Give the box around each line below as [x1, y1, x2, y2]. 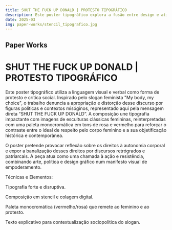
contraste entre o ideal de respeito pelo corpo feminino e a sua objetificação [5, 127, 167, 133]
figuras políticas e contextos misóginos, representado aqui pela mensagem [5, 105, 164, 111]
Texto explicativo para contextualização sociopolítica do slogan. [5, 219, 141, 225]
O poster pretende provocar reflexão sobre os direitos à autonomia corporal [5, 142, 165, 148]
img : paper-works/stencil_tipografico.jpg [5, 21, 97, 27]
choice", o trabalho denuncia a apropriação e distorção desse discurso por [5, 100, 163, 106]
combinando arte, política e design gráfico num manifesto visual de [5, 158, 147, 165]
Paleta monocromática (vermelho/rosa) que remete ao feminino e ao [5, 203, 149, 210]
